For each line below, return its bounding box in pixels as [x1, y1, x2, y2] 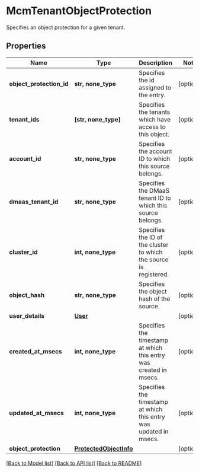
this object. [139, 130, 170, 138]
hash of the [139, 295, 171, 303]
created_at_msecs [9, 347, 62, 355]
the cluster [139, 240, 169, 248]
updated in [139, 427, 169, 435]
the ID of [139, 233, 163, 241]
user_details [9, 311, 45, 320]
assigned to [139, 83, 172, 91]
